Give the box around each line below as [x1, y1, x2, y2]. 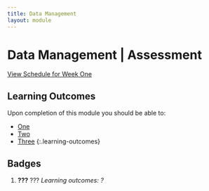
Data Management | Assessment [7, 47, 202, 63]
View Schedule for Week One [7, 70, 93, 78]
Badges [7, 157, 41, 169]
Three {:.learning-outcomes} [17, 137, 100, 146]
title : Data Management [7, 10, 77, 17]
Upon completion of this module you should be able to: [7, 109, 166, 118]
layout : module [7, 17, 52, 24]
